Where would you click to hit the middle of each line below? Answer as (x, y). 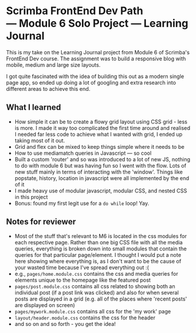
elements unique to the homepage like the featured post (83, 280)
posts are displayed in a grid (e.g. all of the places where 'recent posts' (101, 299)
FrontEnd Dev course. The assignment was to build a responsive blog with (96, 58)
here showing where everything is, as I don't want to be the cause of (98, 261)
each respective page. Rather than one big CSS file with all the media (99, 242)
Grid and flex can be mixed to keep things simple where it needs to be (99, 146)
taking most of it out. (40, 141)
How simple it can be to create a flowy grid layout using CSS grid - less (101, 122)
